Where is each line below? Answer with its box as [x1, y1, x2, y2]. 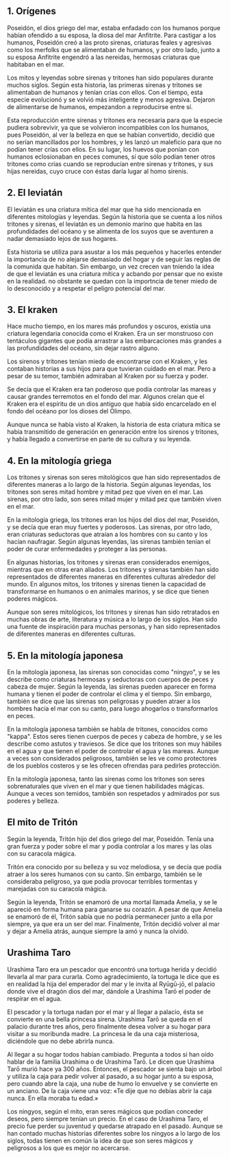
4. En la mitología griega [7, 455, 112, 466]
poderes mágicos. [7, 595, 58, 603]
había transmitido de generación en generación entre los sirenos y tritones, [7, 428, 219, 436]
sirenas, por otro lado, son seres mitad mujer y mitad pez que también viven [7, 495, 222, 503]
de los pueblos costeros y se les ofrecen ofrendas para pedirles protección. [7, 761, 221, 770]
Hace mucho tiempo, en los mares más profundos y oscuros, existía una [7, 322, 211, 330]
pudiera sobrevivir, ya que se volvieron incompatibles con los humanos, [7, 123, 209, 131]
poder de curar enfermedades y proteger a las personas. [7, 545, 168, 553]
